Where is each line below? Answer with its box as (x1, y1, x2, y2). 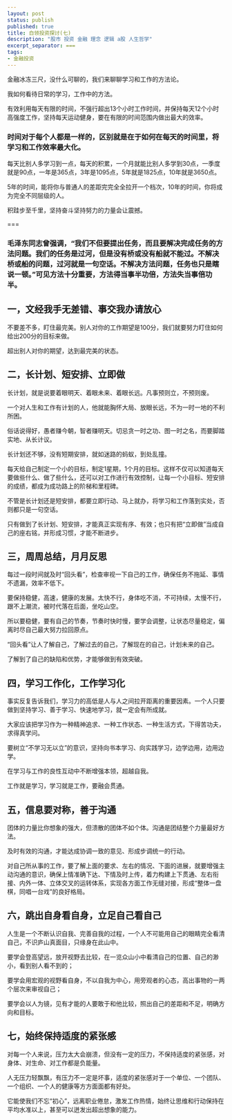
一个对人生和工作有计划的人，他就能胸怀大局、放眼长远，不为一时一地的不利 (7, 403, 225, 412)
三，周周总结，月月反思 (7, 551, 107, 562)
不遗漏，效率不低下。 (7, 579, 68, 587)
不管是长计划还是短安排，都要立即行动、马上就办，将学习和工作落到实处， (7, 496, 219, 505)
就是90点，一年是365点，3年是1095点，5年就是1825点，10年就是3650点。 (7, 168, 221, 176)
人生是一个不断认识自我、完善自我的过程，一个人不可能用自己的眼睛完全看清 (7, 929, 225, 937)
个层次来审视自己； (7, 984, 62, 993)
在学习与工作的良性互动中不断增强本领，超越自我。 (7, 767, 153, 775)
